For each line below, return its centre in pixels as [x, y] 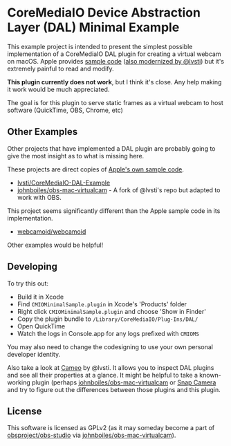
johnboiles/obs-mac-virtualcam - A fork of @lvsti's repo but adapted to [119, 190]
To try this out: [28, 283]
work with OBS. [39, 197]
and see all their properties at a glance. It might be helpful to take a [103, 375]
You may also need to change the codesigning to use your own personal [110, 346]
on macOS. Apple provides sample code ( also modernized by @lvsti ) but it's [116, 61]
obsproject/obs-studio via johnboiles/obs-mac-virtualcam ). [92, 435]
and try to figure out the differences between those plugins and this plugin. [114, 389]
